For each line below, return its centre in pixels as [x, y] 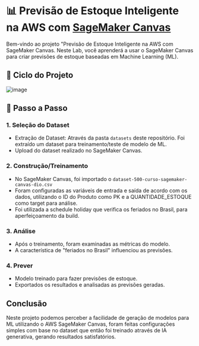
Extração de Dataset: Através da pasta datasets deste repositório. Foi [100, 138]
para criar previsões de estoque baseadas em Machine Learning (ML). [92, 56]
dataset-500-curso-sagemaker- [150, 179]
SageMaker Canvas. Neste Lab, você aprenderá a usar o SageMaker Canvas [100, 50]
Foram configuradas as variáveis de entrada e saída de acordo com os [101, 191]
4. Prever [20, 265]
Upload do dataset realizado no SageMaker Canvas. [78, 151]
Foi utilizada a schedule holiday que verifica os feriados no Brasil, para [101, 209]
